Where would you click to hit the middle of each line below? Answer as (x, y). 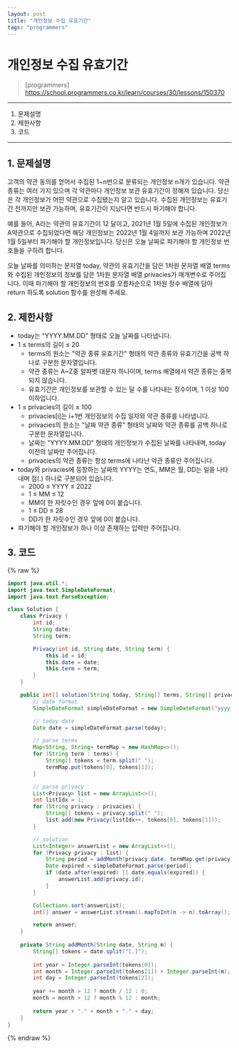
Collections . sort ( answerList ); (79, 905)
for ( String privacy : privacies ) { (87, 807)
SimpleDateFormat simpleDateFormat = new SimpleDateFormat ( (124, 708)
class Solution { (33, 610)
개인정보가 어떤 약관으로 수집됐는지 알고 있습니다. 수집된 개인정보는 (115, 200)
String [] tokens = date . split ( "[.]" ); (90, 951)
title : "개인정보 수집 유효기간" (49, 21)
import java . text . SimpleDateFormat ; (62, 590)
